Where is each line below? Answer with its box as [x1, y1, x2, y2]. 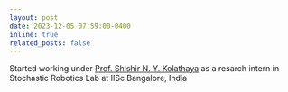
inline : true [9, 30, 59, 39]
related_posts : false [9, 38, 91, 48]
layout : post [9, 13, 59, 23]
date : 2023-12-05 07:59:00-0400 [9, 22, 131, 31]
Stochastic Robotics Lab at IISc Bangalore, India [9, 73, 188, 84]
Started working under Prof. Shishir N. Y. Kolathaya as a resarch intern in [9, 63, 280, 74]
